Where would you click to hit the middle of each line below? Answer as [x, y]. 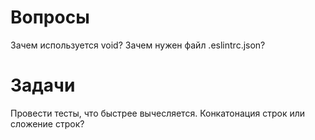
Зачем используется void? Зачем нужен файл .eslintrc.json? [138, 45]
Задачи [43, 85]
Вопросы [50, 17]
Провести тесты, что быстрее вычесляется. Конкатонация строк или [158, 113]
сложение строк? [47, 123]
